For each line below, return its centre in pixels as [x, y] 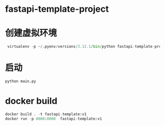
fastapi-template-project [57, 9]
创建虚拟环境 [31, 33]
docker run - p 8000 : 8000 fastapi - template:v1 [54, 119]
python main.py [21, 81]
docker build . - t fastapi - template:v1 [46, 114]
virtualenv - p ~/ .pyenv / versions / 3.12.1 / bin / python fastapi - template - [81, 47]
